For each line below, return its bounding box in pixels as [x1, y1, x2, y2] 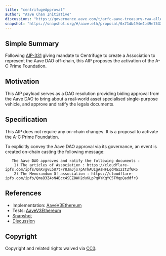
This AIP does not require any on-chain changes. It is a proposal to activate [5, 128, 159, 134]
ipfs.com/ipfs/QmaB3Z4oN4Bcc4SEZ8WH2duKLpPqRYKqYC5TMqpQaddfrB [5, 175, 138, 181]
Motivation [5, 77, 40, 86]
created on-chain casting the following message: [5, 149, 105, 154]
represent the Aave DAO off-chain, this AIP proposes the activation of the [5, 58, 155, 64]
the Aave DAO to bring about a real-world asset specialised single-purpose [5, 96, 158, 102]
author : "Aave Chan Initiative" [5, 12, 72, 17]
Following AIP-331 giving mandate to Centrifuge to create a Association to [5, 52, 156, 58]
